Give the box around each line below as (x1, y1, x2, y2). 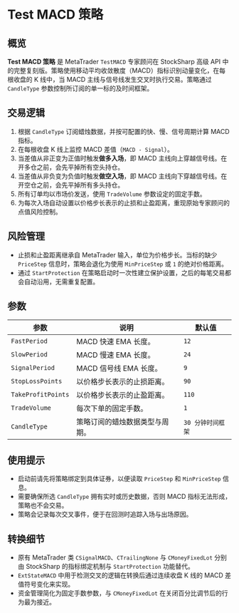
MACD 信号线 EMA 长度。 (75, 364, 162, 374)
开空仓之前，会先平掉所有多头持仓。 (17, 180, 124, 189)
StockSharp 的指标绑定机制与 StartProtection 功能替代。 (26, 562, 194, 571)
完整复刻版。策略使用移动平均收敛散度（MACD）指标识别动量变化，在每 (13, 66, 226, 75)
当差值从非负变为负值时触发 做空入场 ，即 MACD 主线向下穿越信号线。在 (17, 172, 228, 180)
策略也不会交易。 (17, 501, 68, 510)
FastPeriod (11, 337, 48, 346)
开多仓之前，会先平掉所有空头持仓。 (17, 163, 124, 171)
